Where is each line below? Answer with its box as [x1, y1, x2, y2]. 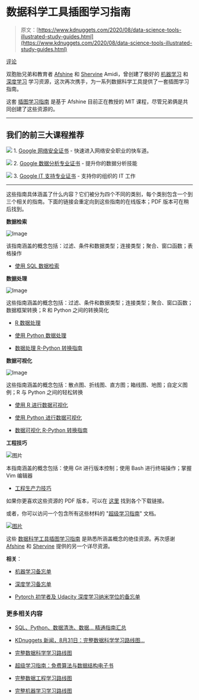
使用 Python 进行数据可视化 [14, 414, 82, 421]
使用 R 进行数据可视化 [14, 401, 68, 408]
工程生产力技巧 [14, 484, 52, 491]
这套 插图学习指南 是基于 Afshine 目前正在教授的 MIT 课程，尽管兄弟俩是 [6, 98, 184, 105]
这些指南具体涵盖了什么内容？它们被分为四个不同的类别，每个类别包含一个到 [6, 190, 193, 197]
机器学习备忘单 [14, 567, 52, 575]
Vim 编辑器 [6, 472, 33, 479]
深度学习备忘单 [14, 580, 52, 588]
